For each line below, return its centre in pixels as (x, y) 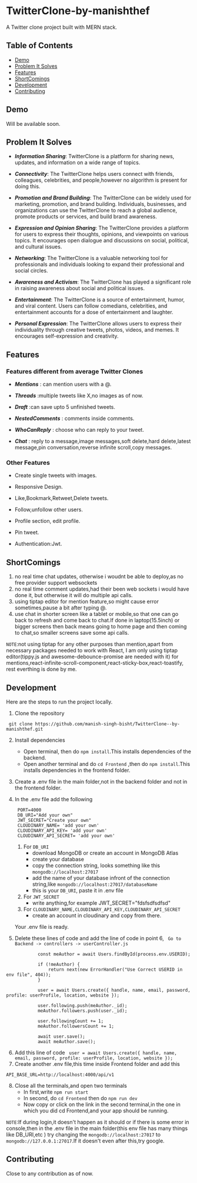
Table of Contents (40, 46)
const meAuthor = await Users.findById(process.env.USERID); (114, 954)
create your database (58, 859)
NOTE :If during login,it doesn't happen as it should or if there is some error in (98, 1122)
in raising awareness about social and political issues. (80, 288)
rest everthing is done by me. (41, 669)
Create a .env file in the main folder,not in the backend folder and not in (101, 781)
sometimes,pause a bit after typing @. (61, 608)
